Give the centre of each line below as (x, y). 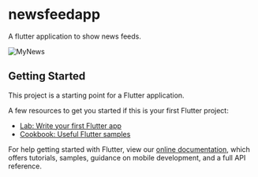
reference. (25, 166)
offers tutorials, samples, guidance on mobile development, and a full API (127, 157)
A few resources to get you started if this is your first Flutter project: (118, 110)
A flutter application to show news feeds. (75, 36)
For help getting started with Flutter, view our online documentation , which (129, 149)
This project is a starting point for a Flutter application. (96, 95)
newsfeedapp (54, 15)
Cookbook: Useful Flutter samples (75, 134)
